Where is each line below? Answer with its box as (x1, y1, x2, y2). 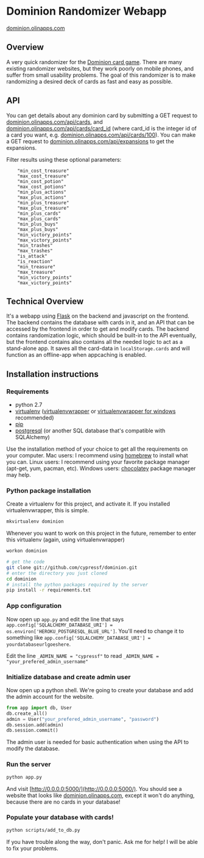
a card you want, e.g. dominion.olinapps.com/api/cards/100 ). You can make (6, 131, 196, 138)
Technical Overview (6, 296, 84, 306)
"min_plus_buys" (17, 221, 59, 227)
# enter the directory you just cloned (6, 570, 108, 576)
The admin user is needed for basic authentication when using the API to (6, 738, 189, 746)
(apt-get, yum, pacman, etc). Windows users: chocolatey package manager (6, 465, 196, 472)
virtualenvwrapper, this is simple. (6, 507, 90, 514)
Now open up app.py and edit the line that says (6, 615, 124, 623)
